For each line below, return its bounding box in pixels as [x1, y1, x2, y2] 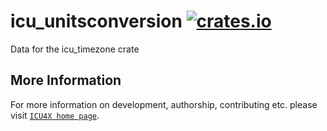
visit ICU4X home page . [10, 109, 100, 121]
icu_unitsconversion [10, 10, 183, 33]
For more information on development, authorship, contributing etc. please [10, 98, 318, 110]
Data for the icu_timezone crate [10, 43, 140, 55]
